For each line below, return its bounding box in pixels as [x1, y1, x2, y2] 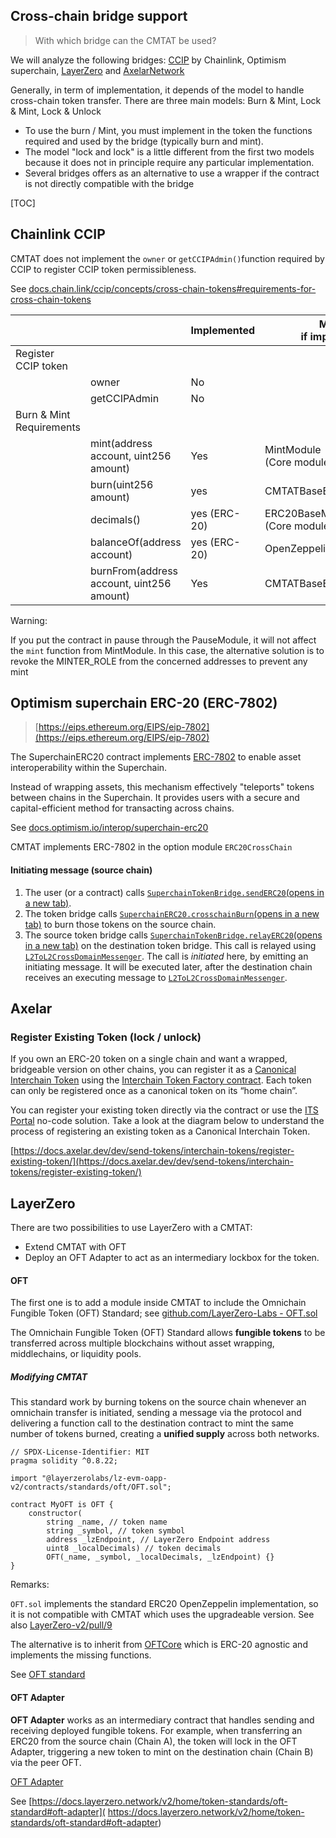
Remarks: [10, 1579, 50, 1591]
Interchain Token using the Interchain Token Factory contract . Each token [10, 1074, 312, 1086]
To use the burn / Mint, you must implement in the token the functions [24, 124, 313, 136]
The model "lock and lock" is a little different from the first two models [24, 145, 315, 158]
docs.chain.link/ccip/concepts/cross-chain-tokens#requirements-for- [28, 282, 317, 294]
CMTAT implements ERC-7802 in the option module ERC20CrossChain [10, 841, 293, 853]
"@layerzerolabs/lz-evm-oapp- [41, 1474, 168, 1484]
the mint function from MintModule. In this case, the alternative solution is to [10, 644, 325, 656]
